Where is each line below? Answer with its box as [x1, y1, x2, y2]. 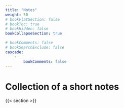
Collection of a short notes [5, 81, 119, 92]
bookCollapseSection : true [5, 31, 62, 36]
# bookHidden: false [5, 26, 49, 31]
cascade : [5, 49, 24, 55]
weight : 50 [5, 12, 28, 17]
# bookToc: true [5, 21, 39, 27]
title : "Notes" [5, 7, 37, 13]
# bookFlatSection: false [5, 17, 60, 22]
